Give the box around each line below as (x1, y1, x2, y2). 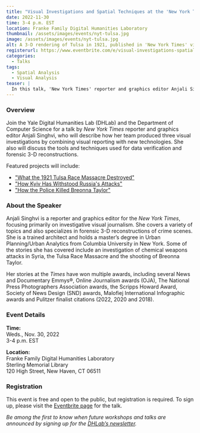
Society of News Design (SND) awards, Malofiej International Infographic (6, 290, 185, 297)
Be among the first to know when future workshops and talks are (6, 414, 166, 421)
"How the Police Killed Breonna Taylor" (14, 187, 111, 194)
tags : (6, 64, 20, 70)
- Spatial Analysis (11, 70, 60, 76)
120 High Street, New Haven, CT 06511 (6, 367, 101, 375)
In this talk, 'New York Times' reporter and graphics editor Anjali (11, 86, 187, 92)
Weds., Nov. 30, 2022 (6, 331, 60, 338)
